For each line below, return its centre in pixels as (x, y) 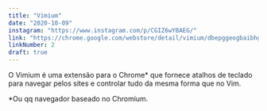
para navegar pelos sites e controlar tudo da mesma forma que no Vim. (125, 83)
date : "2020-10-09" (41, 23)
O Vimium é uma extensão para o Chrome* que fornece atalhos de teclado (130, 75)
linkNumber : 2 (32, 45)
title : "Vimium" (35, 15)
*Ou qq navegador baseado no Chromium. (78, 99)
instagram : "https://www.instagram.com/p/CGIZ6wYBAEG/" (103, 30)
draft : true (28, 52)
